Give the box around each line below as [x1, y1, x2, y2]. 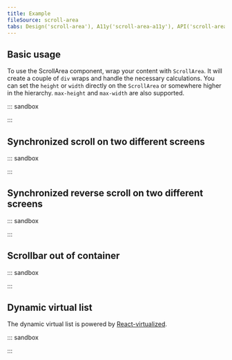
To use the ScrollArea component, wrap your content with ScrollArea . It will [7, 67, 222, 75]
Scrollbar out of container [7, 250, 120, 262]
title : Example [7, 10, 51, 17]
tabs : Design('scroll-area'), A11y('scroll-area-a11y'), [7, 23, 175, 30]
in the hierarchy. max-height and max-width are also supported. [7, 89, 185, 97]
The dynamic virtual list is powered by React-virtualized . [7, 320, 168, 328]
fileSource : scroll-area [7, 17, 79, 23]
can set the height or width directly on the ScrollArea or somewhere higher [7, 82, 222, 90]
